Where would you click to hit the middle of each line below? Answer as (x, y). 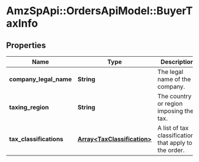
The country (174, 96)
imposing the (175, 111)
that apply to (175, 143)
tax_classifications (36, 139)
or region (170, 103)
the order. (171, 150)
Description (177, 62)
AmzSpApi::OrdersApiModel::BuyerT (99, 11)
